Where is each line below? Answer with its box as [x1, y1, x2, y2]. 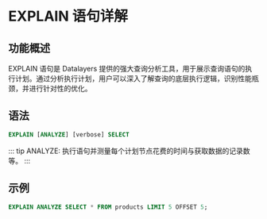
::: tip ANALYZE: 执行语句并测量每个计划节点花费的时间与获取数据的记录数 [8, 146, 250, 156]
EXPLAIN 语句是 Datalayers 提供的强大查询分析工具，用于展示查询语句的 [8, 64, 246, 73]
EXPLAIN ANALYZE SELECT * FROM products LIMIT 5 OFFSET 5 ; [8, 203, 208, 211]
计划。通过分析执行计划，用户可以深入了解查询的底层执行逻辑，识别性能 [14, 74, 252, 83]
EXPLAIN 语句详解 [8, 7, 129, 25]
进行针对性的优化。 [29, 84, 92, 93]
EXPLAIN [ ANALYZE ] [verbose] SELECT [8, 130, 130, 139]
